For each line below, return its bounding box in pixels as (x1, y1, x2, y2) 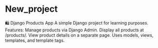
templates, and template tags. (5, 37, 65, 43)
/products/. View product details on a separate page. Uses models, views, (5, 32, 154, 38)
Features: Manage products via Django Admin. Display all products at (5, 27, 144, 33)
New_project (5, 3, 58, 15)
